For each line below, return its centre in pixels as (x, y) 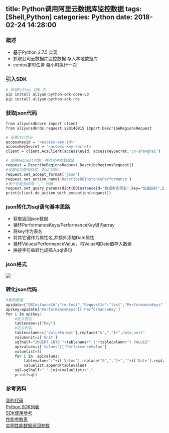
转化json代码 (21, 289)
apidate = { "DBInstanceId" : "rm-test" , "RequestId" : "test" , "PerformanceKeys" (84, 305)
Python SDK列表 (23, 407)
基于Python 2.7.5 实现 (35, 52)
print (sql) (26, 375)
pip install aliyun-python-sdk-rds (43, 99)
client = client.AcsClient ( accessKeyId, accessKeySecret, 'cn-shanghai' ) (83, 151)
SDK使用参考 (19, 413)
